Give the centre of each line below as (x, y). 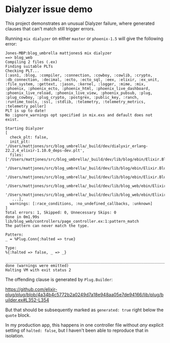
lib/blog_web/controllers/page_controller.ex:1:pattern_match (72, 221)
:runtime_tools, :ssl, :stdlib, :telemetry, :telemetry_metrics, (75, 102)
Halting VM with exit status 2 (38, 270)
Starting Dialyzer (25, 128)
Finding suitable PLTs (29, 66)
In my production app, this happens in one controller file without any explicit (84, 325)
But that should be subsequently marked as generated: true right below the (84, 310)
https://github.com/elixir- (31, 289)
